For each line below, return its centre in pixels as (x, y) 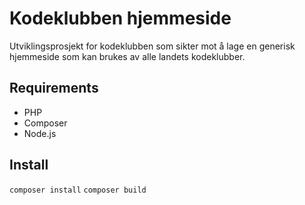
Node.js (40, 133)
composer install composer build (78, 190)
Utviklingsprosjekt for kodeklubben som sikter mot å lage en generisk (152, 46)
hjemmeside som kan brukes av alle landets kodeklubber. (127, 56)
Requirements (54, 88)
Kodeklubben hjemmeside (120, 18)
